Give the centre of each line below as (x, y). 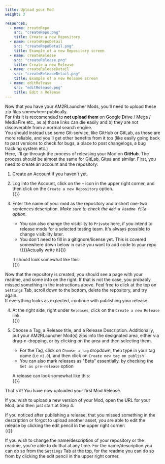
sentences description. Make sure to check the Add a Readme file (79, 209)
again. (12, 295)
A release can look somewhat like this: (51, 375)
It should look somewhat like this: (46, 259)
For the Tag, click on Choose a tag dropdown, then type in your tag (87, 350)
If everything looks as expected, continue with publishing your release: (77, 300)
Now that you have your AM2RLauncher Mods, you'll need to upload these (81, 106)
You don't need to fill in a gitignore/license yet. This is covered (83, 239)
